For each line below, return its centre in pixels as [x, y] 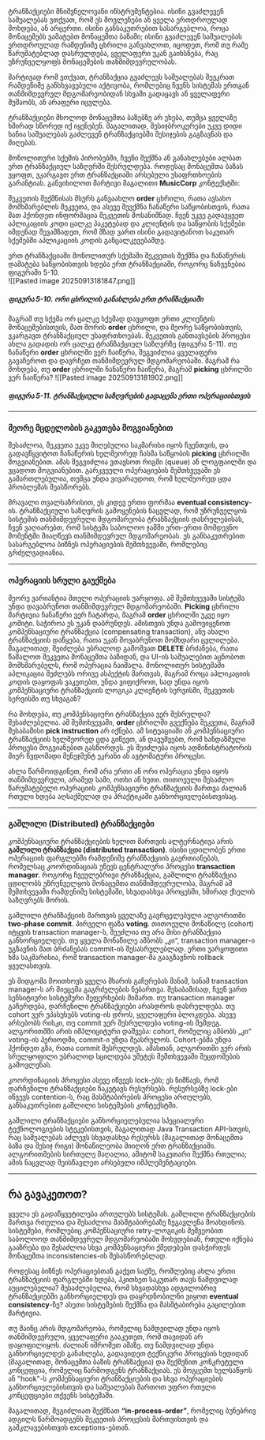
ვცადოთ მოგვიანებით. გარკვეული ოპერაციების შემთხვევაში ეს [114, 471]
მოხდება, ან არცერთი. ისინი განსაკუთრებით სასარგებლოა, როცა [119, 28]
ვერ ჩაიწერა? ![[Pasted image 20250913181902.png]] [96, 377]
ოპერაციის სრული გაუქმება [62, 581]
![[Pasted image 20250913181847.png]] [72, 281]
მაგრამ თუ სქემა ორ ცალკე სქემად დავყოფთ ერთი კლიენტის [112, 318]
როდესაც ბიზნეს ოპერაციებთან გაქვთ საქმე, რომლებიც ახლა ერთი [122, 1271]
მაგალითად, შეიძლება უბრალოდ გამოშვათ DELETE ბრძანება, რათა [123, 648]
